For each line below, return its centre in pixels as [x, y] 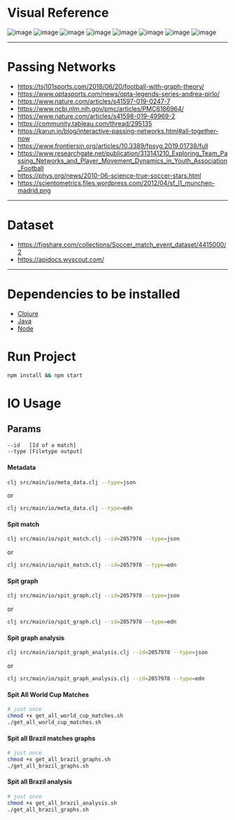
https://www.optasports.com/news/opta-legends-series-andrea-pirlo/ [119, 94]
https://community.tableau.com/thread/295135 [85, 123]
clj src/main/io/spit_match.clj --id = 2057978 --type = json [93, 539]
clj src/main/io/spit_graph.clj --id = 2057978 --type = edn [92, 622]
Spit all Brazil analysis [40, 782]
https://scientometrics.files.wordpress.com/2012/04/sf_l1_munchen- [116, 182]
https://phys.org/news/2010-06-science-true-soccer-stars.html [109, 175]
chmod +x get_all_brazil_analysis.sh [62, 803]
